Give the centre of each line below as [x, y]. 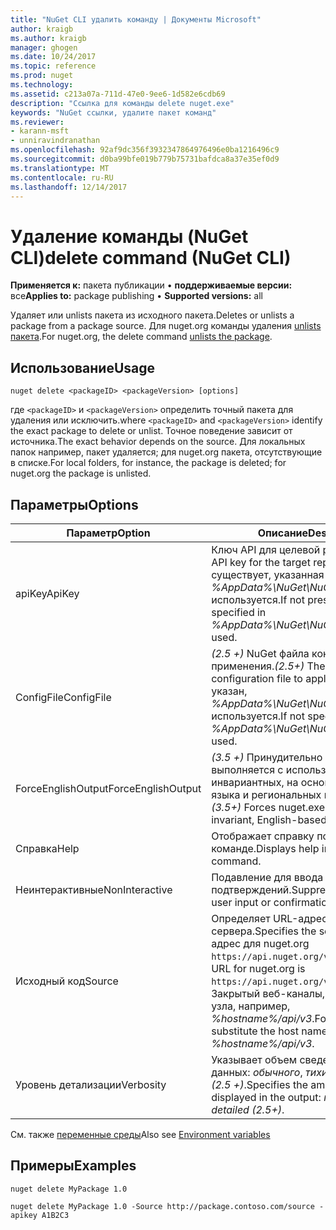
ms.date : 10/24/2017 [53, 57]
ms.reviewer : [37, 122]
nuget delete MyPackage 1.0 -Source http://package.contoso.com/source [162, 1206]
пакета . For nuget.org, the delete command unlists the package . [141, 337]
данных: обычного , [257, 1072]
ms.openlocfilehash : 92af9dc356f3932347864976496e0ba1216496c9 [145, 150]
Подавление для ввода [267, 877]
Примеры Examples [73, 1166]
